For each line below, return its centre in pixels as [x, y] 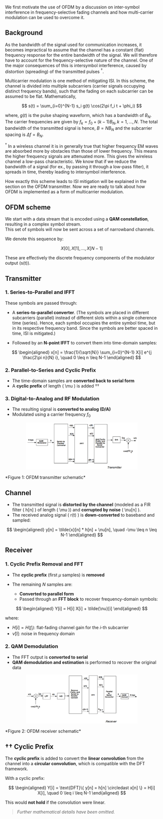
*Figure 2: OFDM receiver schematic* [43, 731]
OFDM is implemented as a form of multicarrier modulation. [64, 192]
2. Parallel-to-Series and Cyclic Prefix [51, 370]
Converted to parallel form [47, 593]
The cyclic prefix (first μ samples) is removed [58, 575]
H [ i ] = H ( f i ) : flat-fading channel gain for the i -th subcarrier [70, 628]
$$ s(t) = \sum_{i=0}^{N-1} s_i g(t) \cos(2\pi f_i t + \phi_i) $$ [82, 106]
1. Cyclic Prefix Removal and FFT [44, 564]
